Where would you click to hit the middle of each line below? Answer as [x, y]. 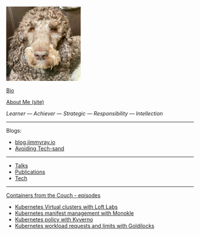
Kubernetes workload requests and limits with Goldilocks [85, 226]
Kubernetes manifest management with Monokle [74, 213]
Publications [30, 172]
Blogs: [14, 131]
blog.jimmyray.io [35, 142]
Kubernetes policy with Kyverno [54, 220]
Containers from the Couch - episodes [54, 195]
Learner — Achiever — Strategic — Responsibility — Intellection [85, 113]
